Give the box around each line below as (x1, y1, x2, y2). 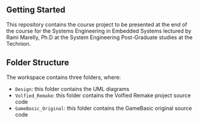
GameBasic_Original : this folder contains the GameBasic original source (14, 104, 192, 112)
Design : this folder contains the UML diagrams (14, 85, 130, 92)
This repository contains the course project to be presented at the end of (6, 20, 188, 28)
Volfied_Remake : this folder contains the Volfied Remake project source (14, 92, 191, 99)
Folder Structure (6, 57, 69, 68)
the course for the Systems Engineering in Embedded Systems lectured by (6, 27, 192, 34)
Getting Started (6, 5, 66, 15)
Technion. (6, 40, 31, 47)
